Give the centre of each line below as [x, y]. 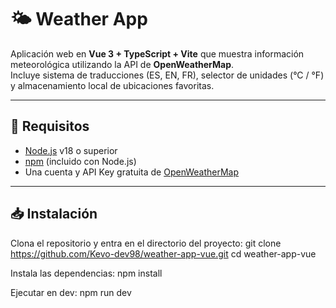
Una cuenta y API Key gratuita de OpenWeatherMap [132, 172]
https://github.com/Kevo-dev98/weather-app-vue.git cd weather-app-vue [163, 253]
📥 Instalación [54, 214]
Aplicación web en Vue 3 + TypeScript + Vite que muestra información [157, 53]
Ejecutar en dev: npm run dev [71, 292]
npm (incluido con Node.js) [80, 161]
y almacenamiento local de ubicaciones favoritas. [112, 85]
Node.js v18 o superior [71, 150]
